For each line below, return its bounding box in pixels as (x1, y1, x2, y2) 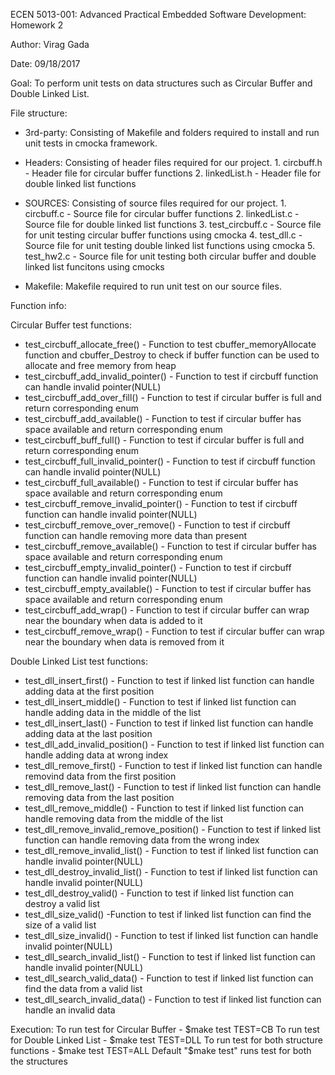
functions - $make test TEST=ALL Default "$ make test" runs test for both (10, 1045, 312, 1056)
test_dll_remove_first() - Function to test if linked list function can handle (24, 760, 323, 771)
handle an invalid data (24, 1004, 116, 1016)
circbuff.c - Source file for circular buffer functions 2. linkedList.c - (24, 208, 300, 219)
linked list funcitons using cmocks (24, 261, 165, 273)
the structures (10, 1055, 68, 1067)
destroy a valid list (24, 898, 100, 909)
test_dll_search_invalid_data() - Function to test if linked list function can (24, 994, 322, 1005)
